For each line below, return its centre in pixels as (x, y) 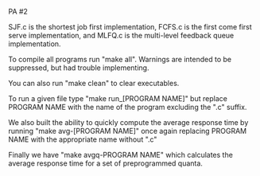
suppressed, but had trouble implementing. (79, 68)
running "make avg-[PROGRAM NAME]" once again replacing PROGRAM (128, 131)
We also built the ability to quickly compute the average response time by (128, 122)
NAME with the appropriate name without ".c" (83, 139)
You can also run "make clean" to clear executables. (94, 83)
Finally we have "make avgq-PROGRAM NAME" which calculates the (120, 155)
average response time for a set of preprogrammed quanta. (105, 163)
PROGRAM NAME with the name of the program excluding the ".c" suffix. (128, 107)
